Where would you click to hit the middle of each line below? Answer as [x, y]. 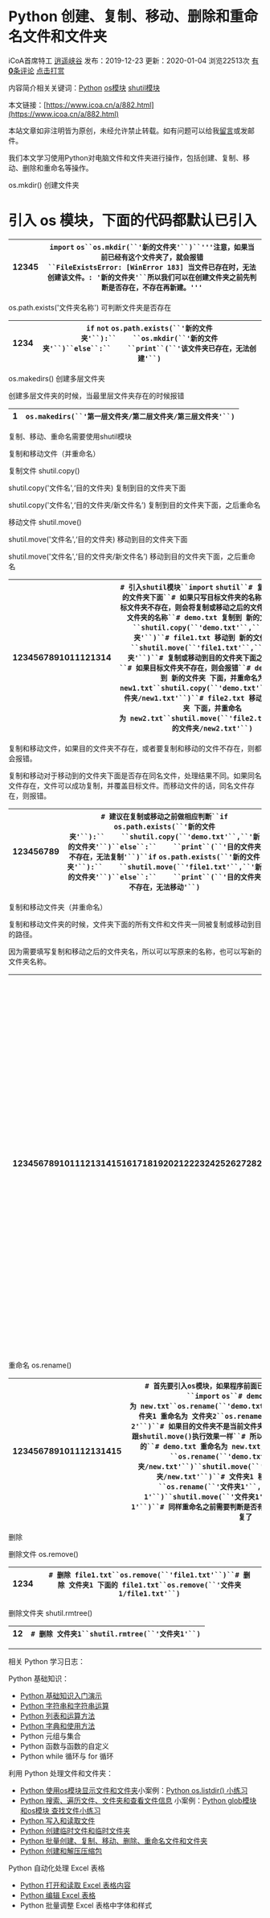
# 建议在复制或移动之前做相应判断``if [165, 816]
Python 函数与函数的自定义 [65, 1745]
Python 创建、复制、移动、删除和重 [126, 17]
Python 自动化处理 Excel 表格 [57, 1868]
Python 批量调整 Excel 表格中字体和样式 [86, 1905]
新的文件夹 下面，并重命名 [215, 678]
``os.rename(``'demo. [211, 1456]
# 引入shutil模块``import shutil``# [186, 587]
